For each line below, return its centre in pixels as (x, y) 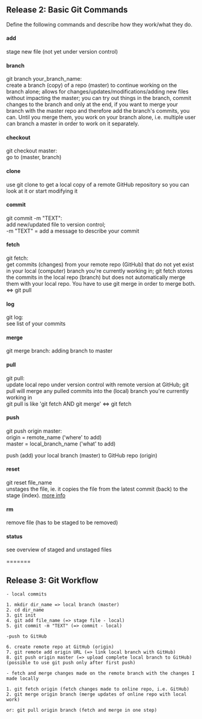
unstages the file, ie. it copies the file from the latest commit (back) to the (97, 489)
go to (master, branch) (34, 157)
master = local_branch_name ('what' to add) (61, 444)
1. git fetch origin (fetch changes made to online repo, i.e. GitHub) (98, 689)
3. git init (21, 615)
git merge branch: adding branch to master (60, 351)
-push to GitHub (26, 636)
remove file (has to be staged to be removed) (62, 523)
